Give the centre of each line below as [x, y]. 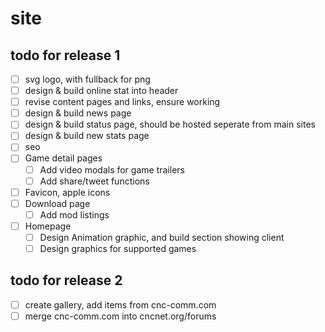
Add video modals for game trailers [112, 169]
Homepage [48, 226]
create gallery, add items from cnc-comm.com [120, 304]
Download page [57, 203]
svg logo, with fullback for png [87, 79]
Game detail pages [63, 158]
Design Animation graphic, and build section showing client [162, 237]
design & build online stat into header [101, 91]
